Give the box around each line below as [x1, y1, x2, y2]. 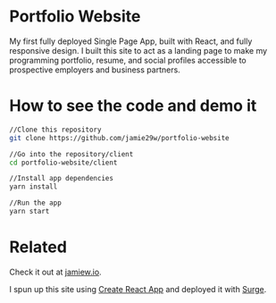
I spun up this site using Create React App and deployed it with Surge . [9, 283, 267, 294]
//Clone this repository [9, 125, 102, 134]
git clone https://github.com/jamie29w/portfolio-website [9, 133, 230, 142]
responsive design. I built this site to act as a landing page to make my [9, 45, 268, 55]
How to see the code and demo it [9, 96, 257, 116]
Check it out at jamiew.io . [9, 266, 102, 277]
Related [9, 237, 67, 257]
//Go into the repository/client [9, 149, 134, 158]
